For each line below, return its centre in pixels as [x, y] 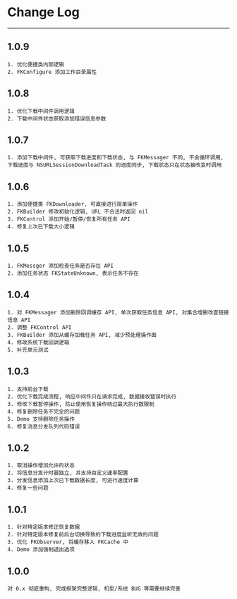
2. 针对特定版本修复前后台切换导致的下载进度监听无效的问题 [83, 535]
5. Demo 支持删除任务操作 [41, 419]
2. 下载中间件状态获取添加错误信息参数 [57, 118]
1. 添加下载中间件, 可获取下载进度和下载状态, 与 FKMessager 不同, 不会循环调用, [116, 158]
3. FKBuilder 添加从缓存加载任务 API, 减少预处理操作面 [82, 335]
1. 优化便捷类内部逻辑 [36, 64]
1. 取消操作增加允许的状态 [41, 466]
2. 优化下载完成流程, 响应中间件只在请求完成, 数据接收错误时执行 [92, 396]
